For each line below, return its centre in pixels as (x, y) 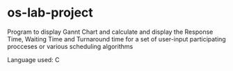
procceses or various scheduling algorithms (70, 46)
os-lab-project (50, 13)
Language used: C (34, 59)
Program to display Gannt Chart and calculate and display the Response (110, 32)
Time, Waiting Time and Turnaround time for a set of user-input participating (116, 39)
